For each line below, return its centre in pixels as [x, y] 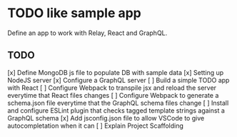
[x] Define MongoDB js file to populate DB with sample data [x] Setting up [116, 72]
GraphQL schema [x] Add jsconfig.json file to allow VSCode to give [106, 118]
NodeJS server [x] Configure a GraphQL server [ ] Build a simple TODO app [118, 80]
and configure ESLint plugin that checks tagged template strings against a [116, 110]
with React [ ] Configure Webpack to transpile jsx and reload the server [112, 88]
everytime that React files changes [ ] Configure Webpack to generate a [113, 95]
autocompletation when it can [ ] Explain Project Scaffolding [96, 126]
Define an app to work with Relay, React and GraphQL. [87, 33]
